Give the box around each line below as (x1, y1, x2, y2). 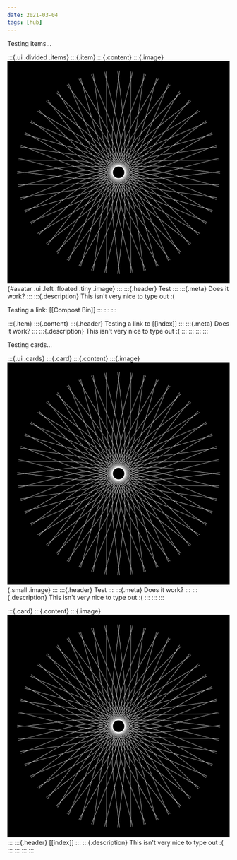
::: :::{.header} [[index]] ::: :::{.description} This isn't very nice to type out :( (7, 838, 224, 847)
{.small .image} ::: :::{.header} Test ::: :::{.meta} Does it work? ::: (7, 585, 191, 594)
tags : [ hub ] (7, 18, 42, 26)
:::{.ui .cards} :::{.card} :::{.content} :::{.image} (7, 354, 140, 363)
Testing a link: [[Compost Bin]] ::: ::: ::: (7, 305, 117, 314)
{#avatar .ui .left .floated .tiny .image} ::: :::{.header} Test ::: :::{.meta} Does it (7, 284, 229, 293)
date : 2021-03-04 (7, 11, 59, 18)
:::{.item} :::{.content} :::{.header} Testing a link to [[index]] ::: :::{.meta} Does (7, 319, 230, 328)
